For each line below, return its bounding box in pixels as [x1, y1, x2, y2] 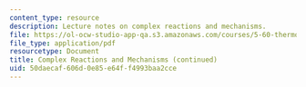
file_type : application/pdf [9, 38, 117, 48]
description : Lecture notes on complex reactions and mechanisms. [9, 22, 267, 31]
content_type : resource [9, 13, 100, 23]
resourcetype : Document [9, 47, 100, 56]
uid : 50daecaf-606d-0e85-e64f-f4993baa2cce [9, 64, 178, 73]
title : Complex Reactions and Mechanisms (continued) [9, 55, 219, 64]
